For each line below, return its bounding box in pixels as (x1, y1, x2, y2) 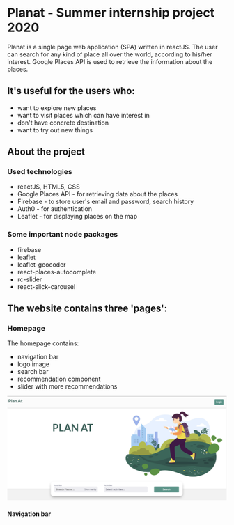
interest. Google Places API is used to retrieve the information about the (7, 57, 213, 65)
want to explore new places (17, 103, 97, 112)
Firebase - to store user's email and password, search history (17, 197, 194, 206)
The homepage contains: (7, 339, 79, 347)
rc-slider (17, 275, 42, 283)
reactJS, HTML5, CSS (17, 182, 80, 191)
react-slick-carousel (17, 282, 76, 290)
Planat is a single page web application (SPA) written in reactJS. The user (7, 42, 218, 51)
